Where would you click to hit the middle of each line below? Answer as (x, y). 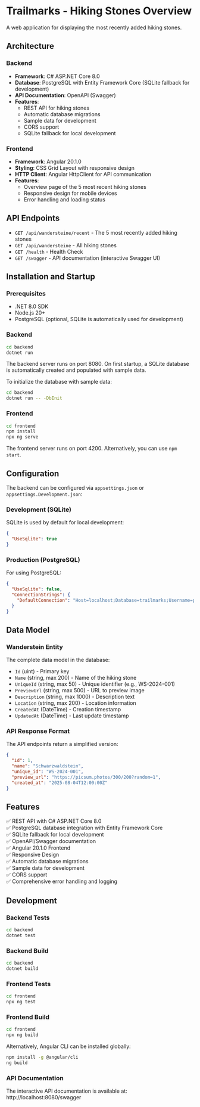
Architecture (30, 46)
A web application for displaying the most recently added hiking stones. (94, 27)
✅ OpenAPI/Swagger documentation (51, 841)
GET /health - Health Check (49, 251)
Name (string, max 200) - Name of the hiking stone (76, 678)
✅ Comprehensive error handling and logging (62, 881)
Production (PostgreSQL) (43, 559)
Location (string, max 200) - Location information (76, 703)
